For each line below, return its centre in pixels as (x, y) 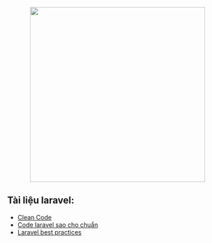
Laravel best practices (49, 232)
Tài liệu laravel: (41, 201)
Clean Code (35, 217)
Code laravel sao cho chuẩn (58, 225)
